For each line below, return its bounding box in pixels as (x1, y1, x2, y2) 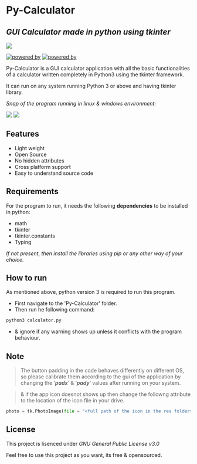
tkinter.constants (14, 232, 56, 239)
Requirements (6, 187, 59, 197)
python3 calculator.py (6, 317, 62, 323)
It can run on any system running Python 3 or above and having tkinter (6, 83, 176, 89)
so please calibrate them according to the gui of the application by (20, 373, 181, 380)
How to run (6, 273, 47, 283)
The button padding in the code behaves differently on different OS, (20, 367, 185, 374)
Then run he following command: (14, 306, 95, 313)
